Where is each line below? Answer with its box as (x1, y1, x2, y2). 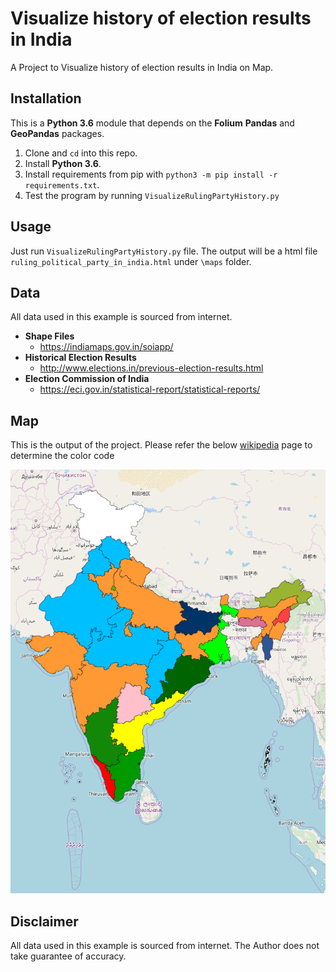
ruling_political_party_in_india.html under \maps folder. (10, 255, 252, 267)
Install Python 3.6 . (24, 157, 102, 169)
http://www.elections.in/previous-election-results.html (39, 362, 264, 374)
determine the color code (10, 450, 115, 462)
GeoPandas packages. (10, 127, 105, 139)
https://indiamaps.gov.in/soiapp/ (39, 341, 174, 353)
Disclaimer (10, 913, 79, 930)
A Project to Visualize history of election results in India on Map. (10, 61, 274, 73)
